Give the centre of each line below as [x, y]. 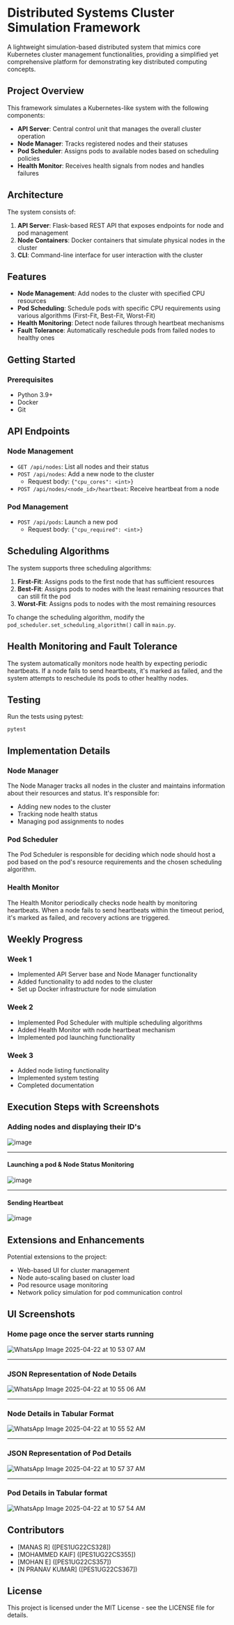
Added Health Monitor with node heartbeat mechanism [96, 1029]
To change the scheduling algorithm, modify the [76, 617]
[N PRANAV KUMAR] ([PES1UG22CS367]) [77, 1569]
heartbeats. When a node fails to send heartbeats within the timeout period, [116, 910]
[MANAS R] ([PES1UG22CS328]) [64, 1547]
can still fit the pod [44, 596]
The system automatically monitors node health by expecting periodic [107, 663]
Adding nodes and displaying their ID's [74, 1127]
